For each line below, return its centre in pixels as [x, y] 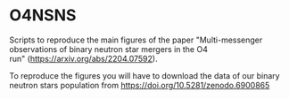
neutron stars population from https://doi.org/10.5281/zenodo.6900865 [140, 85]
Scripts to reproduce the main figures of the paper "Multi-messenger [136, 40]
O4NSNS [43, 15]
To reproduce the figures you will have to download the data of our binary [144, 75]
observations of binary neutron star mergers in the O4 [108, 49]
